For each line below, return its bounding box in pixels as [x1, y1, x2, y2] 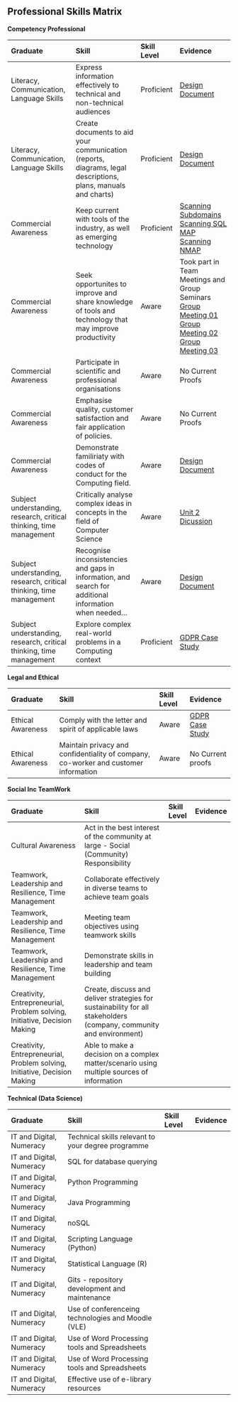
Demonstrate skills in [84, 950, 154, 960]
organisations [75, 384, 121, 394]
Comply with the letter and [59, 715, 147, 725]
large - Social [84, 840, 130, 850]
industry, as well [75, 223, 130, 233]
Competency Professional [7, 24, 86, 33]
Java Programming [67, 1197, 131, 1207]
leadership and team [84, 959, 153, 969]
